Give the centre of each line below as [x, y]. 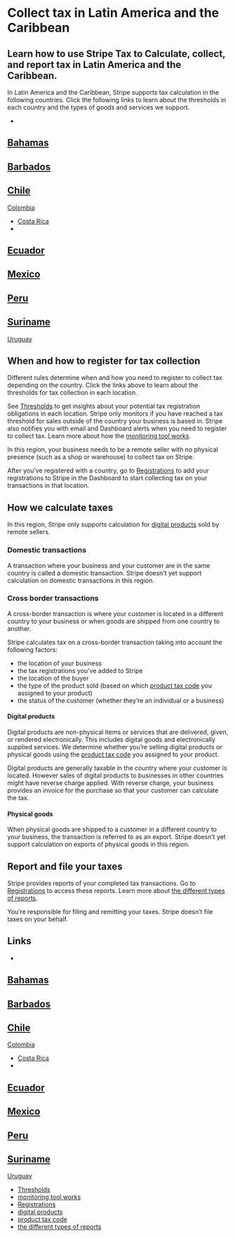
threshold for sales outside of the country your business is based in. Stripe [115, 421]
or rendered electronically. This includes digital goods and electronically [112, 740]
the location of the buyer [53, 678]
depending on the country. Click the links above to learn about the [103, 385]
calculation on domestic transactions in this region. [81, 580]
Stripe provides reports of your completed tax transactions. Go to [102, 883]
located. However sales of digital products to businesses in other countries [115, 775]
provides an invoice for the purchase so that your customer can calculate [113, 790]
